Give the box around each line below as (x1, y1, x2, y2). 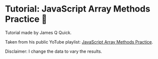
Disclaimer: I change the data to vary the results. (5, 48, 102, 54)
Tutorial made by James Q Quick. (5, 29, 72, 35)
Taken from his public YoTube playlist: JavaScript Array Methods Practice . (5, 39, 153, 44)
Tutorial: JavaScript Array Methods (5, 3, 151, 15)
